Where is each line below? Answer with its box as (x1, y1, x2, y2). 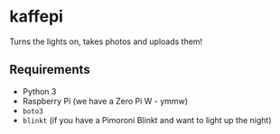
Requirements (9, 62, 90, 77)
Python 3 (22, 85, 57, 96)
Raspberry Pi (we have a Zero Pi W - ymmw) (22, 95, 188, 106)
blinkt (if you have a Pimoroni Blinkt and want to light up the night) (22, 114, 273, 125)
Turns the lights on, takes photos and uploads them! (9, 36, 203, 47)
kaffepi (9, 6, 63, 27)
